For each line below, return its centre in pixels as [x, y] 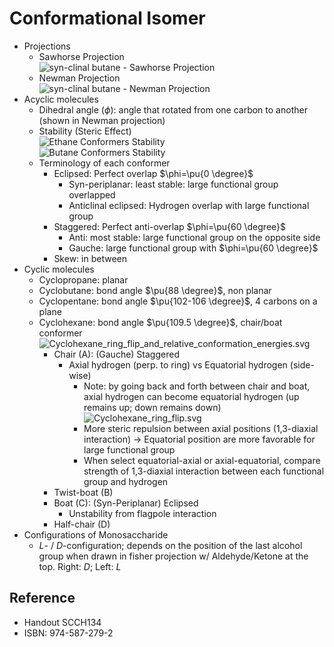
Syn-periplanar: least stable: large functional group [173, 184]
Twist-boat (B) [83, 492]
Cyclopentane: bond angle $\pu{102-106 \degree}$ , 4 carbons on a [178, 301]
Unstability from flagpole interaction [142, 513]
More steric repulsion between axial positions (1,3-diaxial [201, 428]
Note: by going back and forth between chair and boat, [197, 386]
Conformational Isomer [107, 18]
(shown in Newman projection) [102, 120]
